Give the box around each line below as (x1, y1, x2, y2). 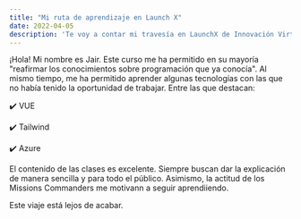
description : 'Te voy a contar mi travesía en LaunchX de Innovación (9, 29, 275, 38)
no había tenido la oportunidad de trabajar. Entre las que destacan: (9, 82, 255, 94)
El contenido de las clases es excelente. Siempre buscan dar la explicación (9, 164, 286, 174)
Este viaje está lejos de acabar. (9, 200, 124, 211)
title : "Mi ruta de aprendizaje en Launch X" (9, 13, 182, 22)
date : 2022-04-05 (9, 21, 74, 30)
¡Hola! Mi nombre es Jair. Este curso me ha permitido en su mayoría (9, 55, 260, 65)
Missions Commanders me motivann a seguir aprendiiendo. (9, 182, 229, 193)
